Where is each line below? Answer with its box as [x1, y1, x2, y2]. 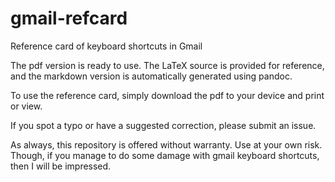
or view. [10, 100, 43, 112]
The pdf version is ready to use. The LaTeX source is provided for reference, [10, 59, 325, 71]
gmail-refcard [10, 7, 128, 30]
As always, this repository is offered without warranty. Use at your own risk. [10, 138, 323, 151]
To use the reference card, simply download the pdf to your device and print [10, 89, 325, 101]
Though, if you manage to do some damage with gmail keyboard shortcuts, [10, 149, 320, 161]
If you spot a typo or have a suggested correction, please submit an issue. [10, 119, 317, 131]
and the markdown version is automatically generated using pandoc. [10, 70, 293, 82]
